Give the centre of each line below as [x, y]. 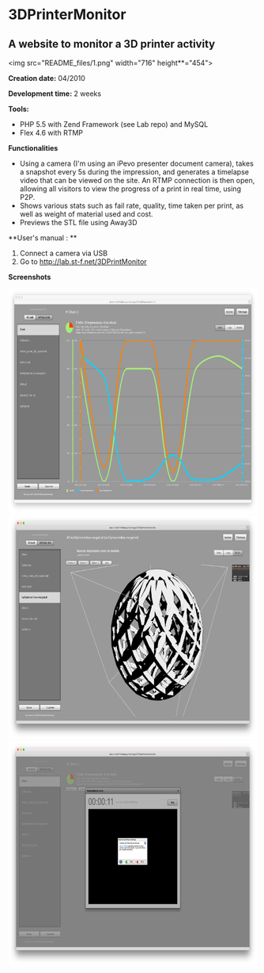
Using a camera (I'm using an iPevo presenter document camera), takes [137, 163]
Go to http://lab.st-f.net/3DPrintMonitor [83, 262]
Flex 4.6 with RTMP [51, 133]
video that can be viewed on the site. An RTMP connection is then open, [137, 180]
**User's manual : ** [43, 238]
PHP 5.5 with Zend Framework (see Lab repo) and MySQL [114, 124]
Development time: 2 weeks [55, 94]
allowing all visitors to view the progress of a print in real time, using [130, 189]
